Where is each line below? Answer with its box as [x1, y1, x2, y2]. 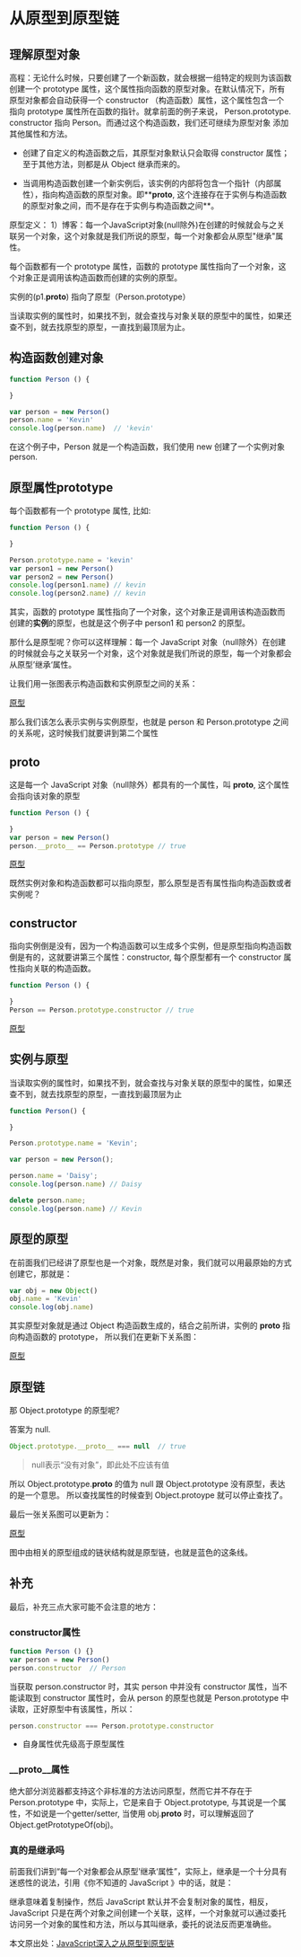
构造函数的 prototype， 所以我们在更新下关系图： [16, 1332, 200, 1342]
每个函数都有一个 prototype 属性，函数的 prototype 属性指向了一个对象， [9, 261, 279, 271]
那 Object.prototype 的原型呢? [9, 1404, 120, 1415]
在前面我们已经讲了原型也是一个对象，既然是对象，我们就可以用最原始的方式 [9, 1257, 292, 1268]
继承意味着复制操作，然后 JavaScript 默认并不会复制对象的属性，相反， [9, 1897, 273, 1908]
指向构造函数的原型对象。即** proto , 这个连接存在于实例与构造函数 [41, 190, 288, 199]
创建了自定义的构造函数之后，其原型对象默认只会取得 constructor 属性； [21, 147, 289, 158]
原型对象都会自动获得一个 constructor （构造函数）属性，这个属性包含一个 [9, 95, 285, 105]
